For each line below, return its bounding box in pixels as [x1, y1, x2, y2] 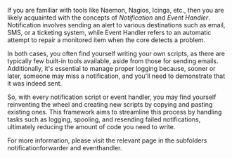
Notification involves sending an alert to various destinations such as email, [7, 21, 226, 29]
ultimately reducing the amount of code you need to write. [7, 123, 176, 131]
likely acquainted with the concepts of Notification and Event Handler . [7, 13, 211, 22]
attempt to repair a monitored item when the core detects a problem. [7, 36, 206, 44]
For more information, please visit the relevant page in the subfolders [7, 136, 207, 145]
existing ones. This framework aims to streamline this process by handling [7, 108, 222, 116]
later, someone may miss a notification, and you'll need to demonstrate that [7, 72, 226, 80]
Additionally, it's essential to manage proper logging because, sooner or [7, 65, 216, 72]
